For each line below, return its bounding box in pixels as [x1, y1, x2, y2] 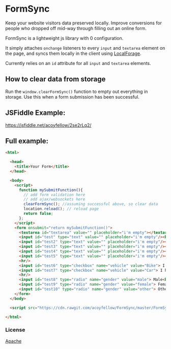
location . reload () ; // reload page [23, 206, 99, 211]
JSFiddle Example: [5, 109, 66, 117]
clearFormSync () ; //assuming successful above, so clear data [23, 202, 158, 207]
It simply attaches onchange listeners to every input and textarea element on [5, 45, 165, 51]
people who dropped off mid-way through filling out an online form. [5, 25, 147, 31]
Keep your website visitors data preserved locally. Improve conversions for [5, 20, 162, 26]
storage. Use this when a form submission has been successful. [5, 93, 140, 100]
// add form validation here [23, 192, 85, 197]
